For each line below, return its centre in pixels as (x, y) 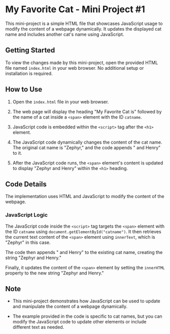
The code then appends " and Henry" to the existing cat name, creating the (84, 252)
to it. (17, 153)
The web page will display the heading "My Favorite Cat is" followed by (87, 112)
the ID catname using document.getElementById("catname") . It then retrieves (83, 231)
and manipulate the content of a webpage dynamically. (70, 307)
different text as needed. (38, 327)
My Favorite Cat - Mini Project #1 (75, 9)
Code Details (26, 184)
